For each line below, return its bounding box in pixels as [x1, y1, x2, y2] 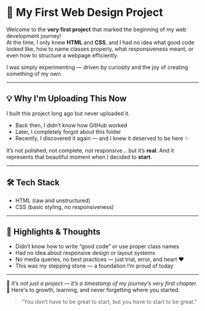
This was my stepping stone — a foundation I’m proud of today [15, 262, 174, 269]
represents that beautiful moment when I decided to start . [6, 153, 153, 161]
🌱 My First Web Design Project [6, 5, 164, 20]
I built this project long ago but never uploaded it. [6, 109, 130, 117]
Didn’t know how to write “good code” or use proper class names [15, 243, 179, 250]
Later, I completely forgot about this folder [15, 128, 121, 135]
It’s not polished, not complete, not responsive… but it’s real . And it [6, 147, 174, 154]
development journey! [6, 32, 62, 39]
